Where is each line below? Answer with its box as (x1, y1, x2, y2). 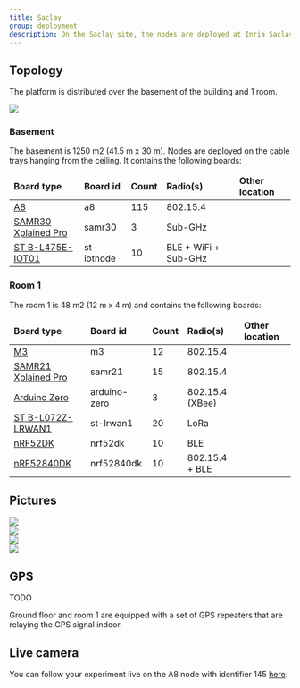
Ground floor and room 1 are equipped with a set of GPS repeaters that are (9, 609, 283, 621)
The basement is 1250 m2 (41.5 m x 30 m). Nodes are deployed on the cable (9, 146, 290, 156)
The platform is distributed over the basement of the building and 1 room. (9, 87, 279, 97)
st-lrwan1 (90, 416, 134, 429)
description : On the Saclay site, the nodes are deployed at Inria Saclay (9, 29, 294, 38)
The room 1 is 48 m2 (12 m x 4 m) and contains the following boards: (9, 299, 262, 310)
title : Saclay (9, 13, 62, 22)
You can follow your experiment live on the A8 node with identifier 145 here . (9, 669, 288, 680)
